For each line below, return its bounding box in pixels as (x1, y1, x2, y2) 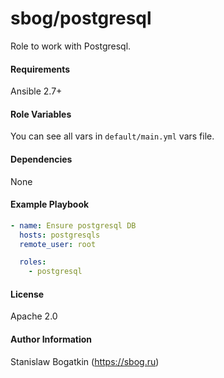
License (10, 288, 45, 300)
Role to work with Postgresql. (10, 40, 132, 52)
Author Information (10, 333, 93, 345)
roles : (19, 257, 47, 267)
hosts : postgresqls (19, 230, 101, 240)
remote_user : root (19, 239, 97, 249)
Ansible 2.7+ (10, 85, 63, 97)
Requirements (10, 63, 71, 75)
